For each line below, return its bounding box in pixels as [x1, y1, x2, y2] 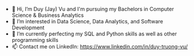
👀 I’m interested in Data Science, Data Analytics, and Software [11, 18, 164, 24]
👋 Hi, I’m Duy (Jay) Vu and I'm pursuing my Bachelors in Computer [11, 6, 174, 12]
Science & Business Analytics [11, 12, 84, 19]
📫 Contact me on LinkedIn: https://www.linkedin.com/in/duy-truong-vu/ [11, 43, 188, 50]
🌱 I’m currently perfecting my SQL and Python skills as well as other [11, 30, 177, 37]
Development [11, 24, 45, 31]
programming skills [11, 37, 59, 43]
